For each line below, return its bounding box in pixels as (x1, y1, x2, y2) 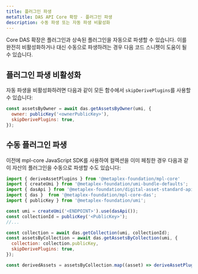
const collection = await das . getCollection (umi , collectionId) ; (6, 230, 170, 236)
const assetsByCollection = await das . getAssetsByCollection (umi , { (6, 235, 178, 241)
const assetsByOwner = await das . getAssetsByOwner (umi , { (6, 106, 151, 112)
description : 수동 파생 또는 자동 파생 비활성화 (6, 19, 111, 25)
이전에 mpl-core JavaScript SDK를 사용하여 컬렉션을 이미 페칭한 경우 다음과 (6, 156, 183, 163)
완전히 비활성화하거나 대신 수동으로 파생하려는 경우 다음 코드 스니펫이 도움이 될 (6, 44, 187, 51)
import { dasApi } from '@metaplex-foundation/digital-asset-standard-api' (6, 186, 196, 193)
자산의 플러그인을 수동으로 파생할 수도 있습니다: (12, 164, 121, 171)
